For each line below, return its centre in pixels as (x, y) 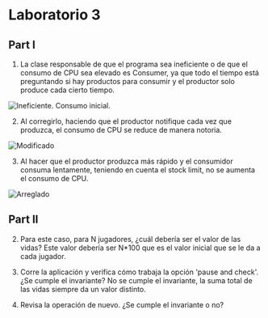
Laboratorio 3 (54, 15)
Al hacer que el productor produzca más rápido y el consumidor (126, 161)
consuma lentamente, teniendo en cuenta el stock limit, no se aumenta (138, 170)
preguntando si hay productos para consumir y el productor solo (128, 81)
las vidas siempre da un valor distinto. (83, 289)
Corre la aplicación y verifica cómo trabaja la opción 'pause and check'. (139, 272)
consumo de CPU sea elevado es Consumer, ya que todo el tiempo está (140, 73)
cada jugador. (43, 256)
